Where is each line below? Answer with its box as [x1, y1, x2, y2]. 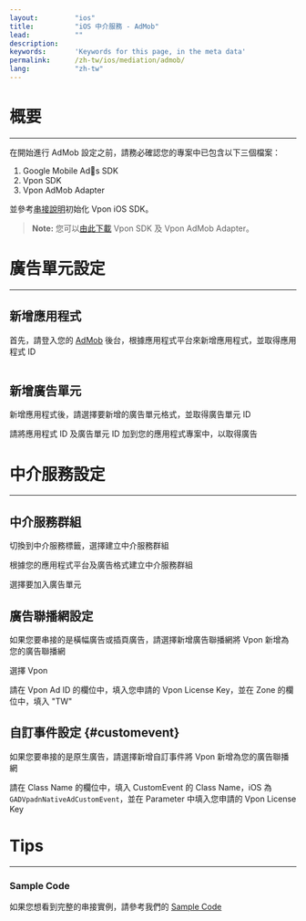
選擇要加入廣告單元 [9, 579, 82, 590]
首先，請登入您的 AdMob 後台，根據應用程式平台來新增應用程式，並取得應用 [9, 334, 297, 345]
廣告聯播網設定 [9, 608, 94, 623]
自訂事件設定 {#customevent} [9, 725, 180, 740]
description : [9, 38, 59, 48]
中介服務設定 [9, 464, 107, 485]
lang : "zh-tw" [9, 65, 104, 74]
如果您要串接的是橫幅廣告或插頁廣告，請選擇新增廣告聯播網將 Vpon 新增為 [9, 633, 290, 644]
